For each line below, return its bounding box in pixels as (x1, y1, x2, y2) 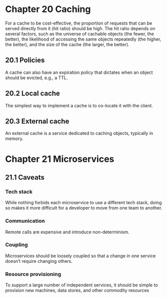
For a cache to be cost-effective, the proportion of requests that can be (5, 20, 152, 26)
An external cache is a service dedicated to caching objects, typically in (5, 130, 153, 136)
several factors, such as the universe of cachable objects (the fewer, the (5, 31, 154, 37)
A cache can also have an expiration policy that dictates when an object (5, 69, 153, 75)
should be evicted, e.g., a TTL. (5, 74, 68, 81)
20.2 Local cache (5, 89, 60, 98)
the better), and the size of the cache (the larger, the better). (5, 41, 129, 47)
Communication (5, 217, 45, 224)
